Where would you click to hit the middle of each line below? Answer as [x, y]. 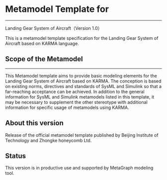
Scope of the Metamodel [44, 59]
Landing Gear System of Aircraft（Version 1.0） [54, 28]
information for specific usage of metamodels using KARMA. [67, 107]
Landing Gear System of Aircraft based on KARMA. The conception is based [83, 81]
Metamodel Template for [57, 9]
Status [16, 156]
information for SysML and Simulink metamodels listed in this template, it [80, 97]
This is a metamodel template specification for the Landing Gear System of [82, 38]
